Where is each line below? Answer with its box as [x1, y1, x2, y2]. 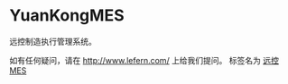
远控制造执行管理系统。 [9, 36, 97, 46]
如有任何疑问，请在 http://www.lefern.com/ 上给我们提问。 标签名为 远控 [9, 55, 280, 65]
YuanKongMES [9, 5, 125, 26]
